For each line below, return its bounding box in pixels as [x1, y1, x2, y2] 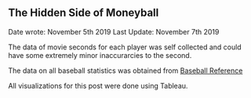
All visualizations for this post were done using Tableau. [8, 81, 188, 90]
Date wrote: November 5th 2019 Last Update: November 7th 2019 [8, 27, 220, 36]
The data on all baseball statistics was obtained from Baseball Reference [8, 66, 243, 75]
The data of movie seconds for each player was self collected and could [8, 42, 242, 52]
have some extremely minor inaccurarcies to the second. [8, 50, 192, 60]
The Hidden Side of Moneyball [8, 6, 159, 20]
